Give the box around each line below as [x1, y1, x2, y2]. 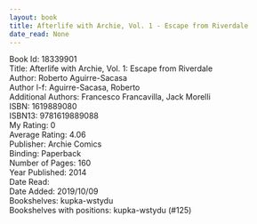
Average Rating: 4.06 [9, 130, 86, 140]
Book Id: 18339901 [9, 54, 77, 65]
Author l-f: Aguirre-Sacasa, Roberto [9, 82, 141, 93]
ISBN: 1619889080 [9, 101, 77, 112]
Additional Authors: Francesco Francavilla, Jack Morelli [9, 92, 211, 102]
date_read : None [9, 29, 69, 38]
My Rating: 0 [9, 120, 56, 131]
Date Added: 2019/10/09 [9, 186, 99, 196]
